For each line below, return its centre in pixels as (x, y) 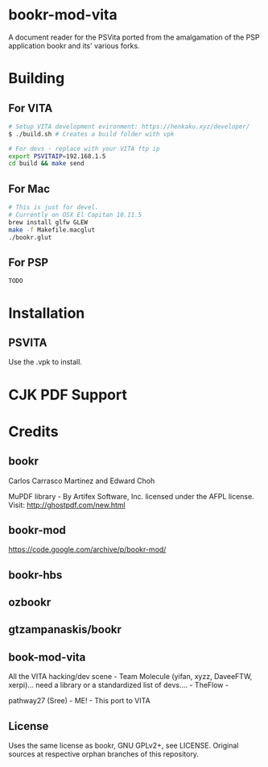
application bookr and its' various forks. (74, 45)
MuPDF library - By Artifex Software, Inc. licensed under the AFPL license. (132, 496)
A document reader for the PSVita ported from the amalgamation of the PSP (134, 37)
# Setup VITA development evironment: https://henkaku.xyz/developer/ (129, 127)
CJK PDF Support (68, 395)
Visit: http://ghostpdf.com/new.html (67, 505)
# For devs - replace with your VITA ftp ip (84, 148)
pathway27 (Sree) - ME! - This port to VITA (79, 701)
